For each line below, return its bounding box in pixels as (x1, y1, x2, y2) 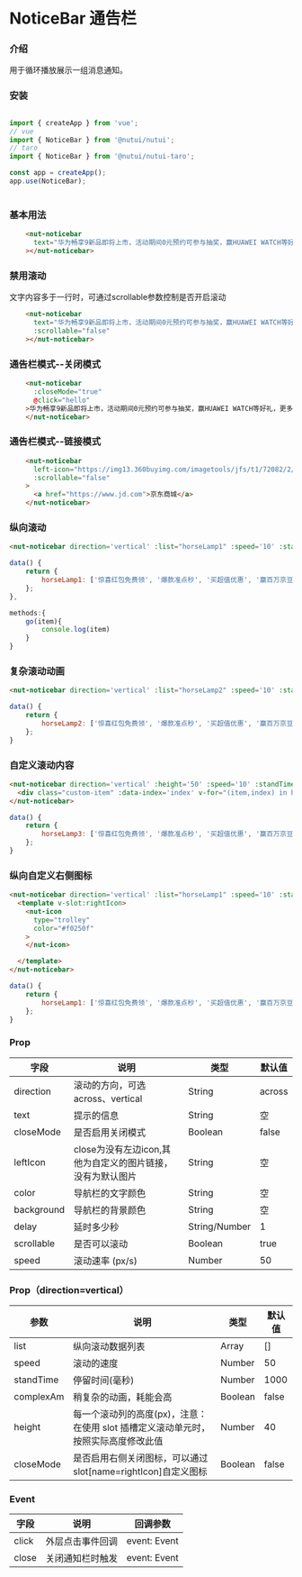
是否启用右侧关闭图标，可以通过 (73, 1452, 209, 1464)
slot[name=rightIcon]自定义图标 (73, 1465, 209, 1478)
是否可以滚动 (73, 1237, 129, 1250)
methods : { (9, 608, 47, 617)
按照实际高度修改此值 (73, 1435, 164, 1447)
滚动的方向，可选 (73, 1079, 147, 1091)
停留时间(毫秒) (73, 1374, 135, 1387)
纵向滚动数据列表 (73, 1340, 146, 1353)
